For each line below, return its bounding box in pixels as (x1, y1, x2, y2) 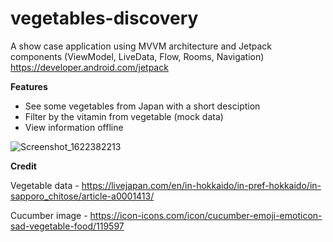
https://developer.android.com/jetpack (10, 61, 169, 73)
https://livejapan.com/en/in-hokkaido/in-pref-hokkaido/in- (81, 179, 322, 191)
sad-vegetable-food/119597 (10, 220, 125, 232)
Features (10, 80, 48, 92)
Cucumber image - (10, 209, 88, 221)
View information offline (24, 121, 124, 133)
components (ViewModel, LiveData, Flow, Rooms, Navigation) (10, 50, 265, 62)
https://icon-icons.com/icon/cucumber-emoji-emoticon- (89, 209, 323, 221)
